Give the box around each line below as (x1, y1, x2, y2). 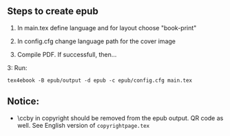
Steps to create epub (7, 5, 98, 17)
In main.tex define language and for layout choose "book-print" (17, 23, 197, 32)
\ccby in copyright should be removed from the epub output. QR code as (17, 113, 224, 122)
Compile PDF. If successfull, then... (17, 50, 117, 58)
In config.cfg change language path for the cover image (17, 37, 176, 45)
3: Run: (7, 63, 28, 71)
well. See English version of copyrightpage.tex (17, 121, 150, 129)
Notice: (7, 95, 40, 107)
